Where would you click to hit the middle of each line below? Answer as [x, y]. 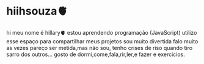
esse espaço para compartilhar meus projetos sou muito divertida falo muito [102, 41]
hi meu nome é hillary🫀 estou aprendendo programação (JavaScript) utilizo [102, 32]
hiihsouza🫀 [37, 11]
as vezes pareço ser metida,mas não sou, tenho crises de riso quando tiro [100, 48]
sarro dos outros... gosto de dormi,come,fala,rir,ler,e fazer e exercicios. [96, 54]
